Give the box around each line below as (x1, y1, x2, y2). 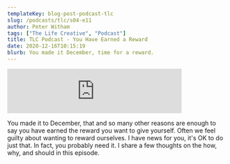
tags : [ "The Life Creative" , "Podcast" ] (7, 29, 127, 37)
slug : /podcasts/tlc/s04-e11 (7, 17, 92, 24)
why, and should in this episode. (7, 148, 100, 157)
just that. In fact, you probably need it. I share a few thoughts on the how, (7, 141, 217, 149)
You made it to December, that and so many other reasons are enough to (7, 119, 216, 127)
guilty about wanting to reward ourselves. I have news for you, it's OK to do (7, 133, 224, 142)
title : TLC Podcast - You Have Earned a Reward (7, 36, 148, 43)
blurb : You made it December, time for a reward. (7, 50, 155, 57)
